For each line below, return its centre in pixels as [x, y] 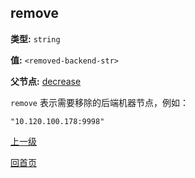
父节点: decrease [46, 81]
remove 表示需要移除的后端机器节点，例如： [99, 102]
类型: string [35, 38]
